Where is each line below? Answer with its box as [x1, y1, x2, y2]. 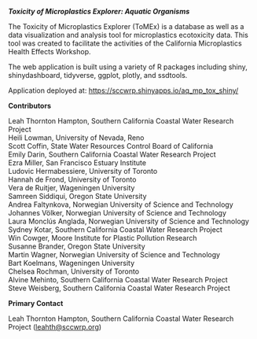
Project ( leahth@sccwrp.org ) [8, 322, 102, 331]
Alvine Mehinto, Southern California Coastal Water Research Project [8, 275, 228, 284]
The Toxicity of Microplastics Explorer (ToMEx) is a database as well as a [8, 22, 244, 31]
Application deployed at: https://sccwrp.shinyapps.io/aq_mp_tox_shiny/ [8, 86, 239, 95]
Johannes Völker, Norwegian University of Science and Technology [8, 208, 226, 217]
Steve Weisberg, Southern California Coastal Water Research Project [8, 283, 230, 293]
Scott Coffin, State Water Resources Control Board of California [8, 142, 214, 150]
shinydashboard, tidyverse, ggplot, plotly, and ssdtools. [8, 71, 188, 79]
